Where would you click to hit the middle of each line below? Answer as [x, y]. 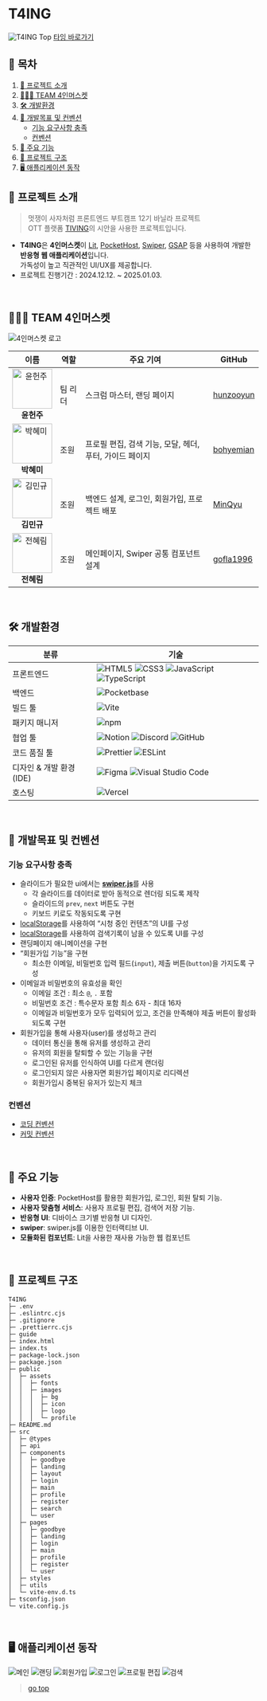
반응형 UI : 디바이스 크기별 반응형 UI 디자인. [86, 1217]
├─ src [19, 1432]
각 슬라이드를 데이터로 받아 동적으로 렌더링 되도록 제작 [116, 893]
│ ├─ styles [30, 1578]
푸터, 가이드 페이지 [118, 457]
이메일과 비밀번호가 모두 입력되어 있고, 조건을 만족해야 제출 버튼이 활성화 [144, 1013]
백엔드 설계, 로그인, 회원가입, [136, 499]
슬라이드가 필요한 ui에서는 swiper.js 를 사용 [87, 883]
